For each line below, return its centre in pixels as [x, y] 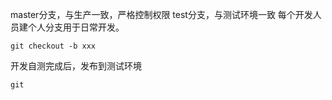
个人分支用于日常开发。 [76, 27]
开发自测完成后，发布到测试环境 [76, 66]
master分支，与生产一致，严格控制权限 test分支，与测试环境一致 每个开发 [161, 14]
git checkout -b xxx [53, 46]
